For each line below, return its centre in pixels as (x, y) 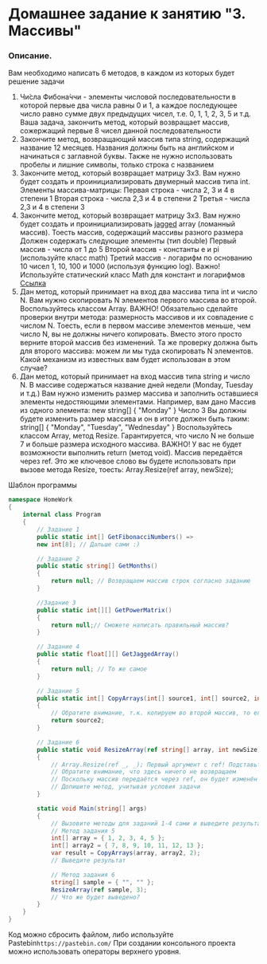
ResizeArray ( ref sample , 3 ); (99, 890)
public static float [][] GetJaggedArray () (108, 655)
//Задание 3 (57, 603)
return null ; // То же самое (99, 669)
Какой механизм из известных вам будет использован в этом (125, 360)
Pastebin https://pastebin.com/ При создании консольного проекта (122, 943)
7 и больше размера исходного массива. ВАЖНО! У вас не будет (131, 444)
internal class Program (62, 515)
